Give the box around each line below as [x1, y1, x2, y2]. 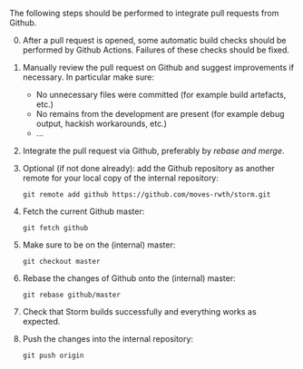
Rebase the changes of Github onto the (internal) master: [22, 273, 236, 284]
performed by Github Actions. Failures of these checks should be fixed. [22, 44, 290, 55]
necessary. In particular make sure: [22, 72, 154, 83]
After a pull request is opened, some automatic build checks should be [22, 35, 288, 45]
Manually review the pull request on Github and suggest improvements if [22, 63, 295, 73]
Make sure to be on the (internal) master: [22, 239, 176, 250]
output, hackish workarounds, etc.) [35, 118, 168, 129]
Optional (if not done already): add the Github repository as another [22, 163, 275, 173]
